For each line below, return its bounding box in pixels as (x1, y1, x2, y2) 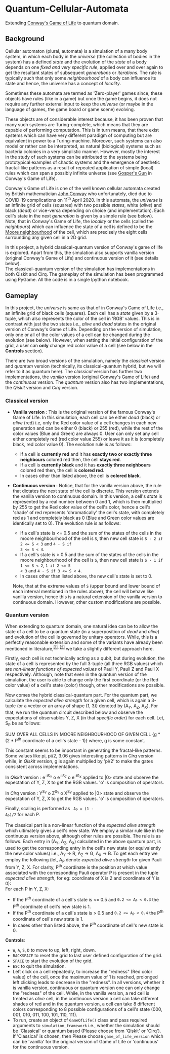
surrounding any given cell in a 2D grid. (5, 234, 88, 241)
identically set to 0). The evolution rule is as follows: (12, 520, 121, 526)
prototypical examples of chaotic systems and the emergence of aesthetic (5, 159, 160, 165)
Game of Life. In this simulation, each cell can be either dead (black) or (12, 414, 160, 420)
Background (5, 34, 45, 43)
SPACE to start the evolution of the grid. (12, 958, 93, 964)
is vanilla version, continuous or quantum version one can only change (12, 985, 160, 991)
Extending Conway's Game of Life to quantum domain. (5, 20, 119, 26)
